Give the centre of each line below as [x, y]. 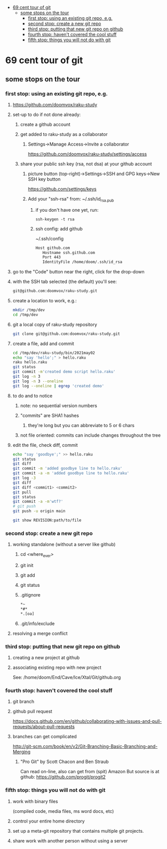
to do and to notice [32, 395]
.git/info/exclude [37, 624]
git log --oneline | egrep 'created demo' [58, 386]
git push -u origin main [39, 511]
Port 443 [52, 257]
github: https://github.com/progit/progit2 [63, 777]
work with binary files [35, 801]
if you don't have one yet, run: [67, 210]
